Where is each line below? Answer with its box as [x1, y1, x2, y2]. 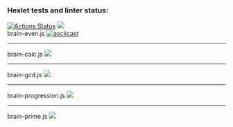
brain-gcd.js [7, 71, 42, 79]
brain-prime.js [7, 113, 48, 121]
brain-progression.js [7, 92, 66, 100]
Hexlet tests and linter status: [7, 6, 109, 15]
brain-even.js [7, 30, 45, 38]
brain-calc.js [7, 50, 44, 59]
